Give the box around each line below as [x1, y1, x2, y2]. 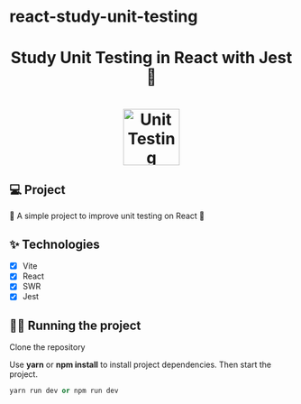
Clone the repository [9, 342, 86, 353]
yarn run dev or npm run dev [9, 386, 119, 396]
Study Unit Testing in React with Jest [10, 48, 293, 69]
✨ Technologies [9, 236, 101, 252]
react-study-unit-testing [9, 6, 198, 27]
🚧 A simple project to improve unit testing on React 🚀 [9, 210, 205, 222]
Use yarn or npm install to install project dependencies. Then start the [9, 359, 272, 371]
